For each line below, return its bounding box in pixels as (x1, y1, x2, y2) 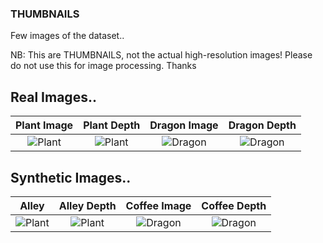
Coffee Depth (201, 198, 267, 212)
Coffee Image (125, 198, 192, 212)
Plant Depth (83, 118, 141, 132)
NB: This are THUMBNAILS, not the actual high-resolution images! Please (10, 49, 313, 61)
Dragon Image (149, 118, 219, 132)
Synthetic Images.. (10, 169, 132, 186)
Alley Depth (58, 198, 117, 212)
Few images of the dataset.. (10, 30, 125, 42)
